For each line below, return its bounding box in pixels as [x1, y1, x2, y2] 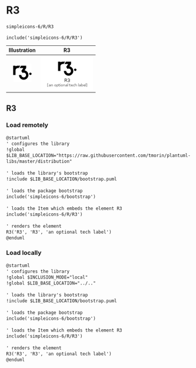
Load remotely [6, 121, 49, 129]
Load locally [6, 248, 42, 257]
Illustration [8, 47, 36, 54]
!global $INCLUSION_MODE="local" [6, 274, 88, 280]
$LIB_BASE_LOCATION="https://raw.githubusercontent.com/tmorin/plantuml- [6, 152, 191, 158]
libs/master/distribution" [6, 158, 72, 164]
